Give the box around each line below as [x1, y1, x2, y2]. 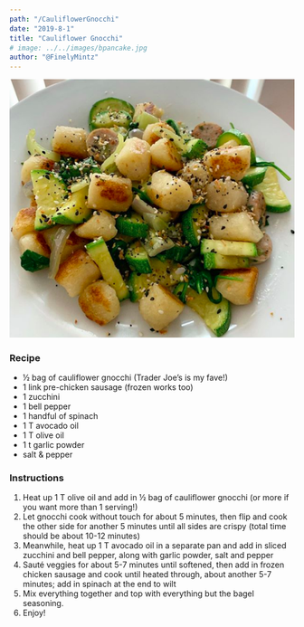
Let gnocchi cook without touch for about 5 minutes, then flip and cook [22, 511, 288, 522]
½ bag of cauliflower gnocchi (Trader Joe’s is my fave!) [22, 372, 229, 383]
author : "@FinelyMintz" [9, 52, 100, 62]
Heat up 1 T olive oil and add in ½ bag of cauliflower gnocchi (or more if [22, 492, 290, 503]
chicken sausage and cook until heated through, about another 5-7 [22, 569, 272, 580]
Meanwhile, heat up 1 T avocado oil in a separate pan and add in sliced [22, 540, 287, 551]
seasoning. [22, 598, 64, 609]
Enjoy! [22, 607, 46, 619]
